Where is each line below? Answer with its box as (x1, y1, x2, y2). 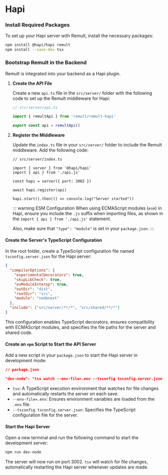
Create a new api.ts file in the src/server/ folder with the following (12, 90, 152, 96)
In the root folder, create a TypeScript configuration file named (5, 248, 134, 254)
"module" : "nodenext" (14, 296, 59, 301)
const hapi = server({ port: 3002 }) (12, 179, 92, 184)
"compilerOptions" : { (10, 268, 55, 273)
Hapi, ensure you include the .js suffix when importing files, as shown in (12, 211, 163, 217)
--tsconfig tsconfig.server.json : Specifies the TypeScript (12, 406, 136, 412)
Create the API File (12, 80, 53, 86)
